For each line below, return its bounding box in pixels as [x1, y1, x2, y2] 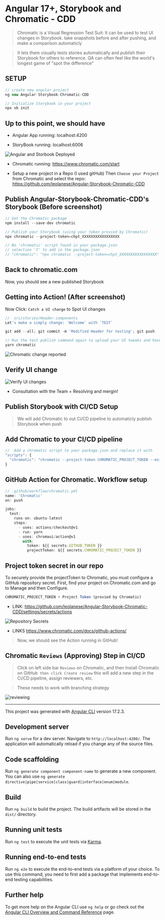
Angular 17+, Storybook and [5, 3, 122, 14]
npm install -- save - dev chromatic [5, 220, 76, 226]
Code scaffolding [5, 755, 59, 763]
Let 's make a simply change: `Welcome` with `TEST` [5, 320, 113, 325]
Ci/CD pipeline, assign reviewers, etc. [17, 675, 93, 681]
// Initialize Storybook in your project [5, 101, 91, 106]
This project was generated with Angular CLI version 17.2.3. [5, 708, 125, 714]
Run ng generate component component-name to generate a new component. [5, 768, 157, 774]
